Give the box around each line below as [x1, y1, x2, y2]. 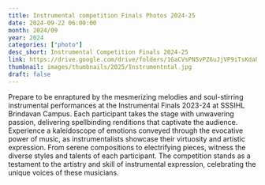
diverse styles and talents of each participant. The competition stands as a [8, 151, 251, 160]
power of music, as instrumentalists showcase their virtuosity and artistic [8, 134, 246, 143]
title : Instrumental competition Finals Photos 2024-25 [8, 11, 196, 20]
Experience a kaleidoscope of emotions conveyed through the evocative [8, 126, 244, 135]
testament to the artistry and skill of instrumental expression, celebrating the [8, 159, 256, 168]
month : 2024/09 [8, 26, 58, 34]
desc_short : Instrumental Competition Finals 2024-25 [8, 48, 189, 56]
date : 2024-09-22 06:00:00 [8, 19, 97, 27]
